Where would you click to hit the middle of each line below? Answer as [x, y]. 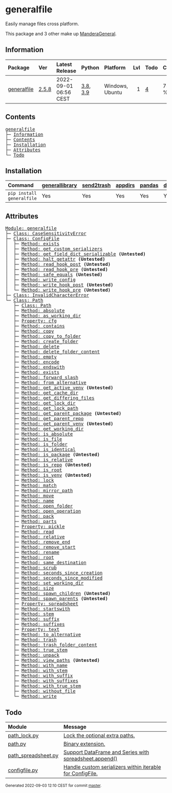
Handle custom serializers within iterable [112, 767]
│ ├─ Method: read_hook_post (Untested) [58, 264]
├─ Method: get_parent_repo [49, 419]
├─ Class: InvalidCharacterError [47, 295]
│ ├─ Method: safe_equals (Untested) [54, 275]
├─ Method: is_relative [43, 460]
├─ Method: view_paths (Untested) [57, 660]
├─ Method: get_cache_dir [46, 393]
